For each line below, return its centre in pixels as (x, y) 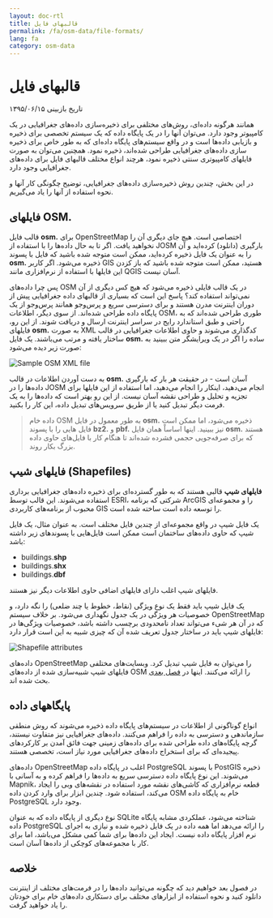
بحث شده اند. (30, 680)
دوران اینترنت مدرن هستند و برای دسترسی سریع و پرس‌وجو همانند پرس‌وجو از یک (132, 304)
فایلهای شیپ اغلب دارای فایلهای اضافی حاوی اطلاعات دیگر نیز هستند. (114, 590)
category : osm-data (42, 46)
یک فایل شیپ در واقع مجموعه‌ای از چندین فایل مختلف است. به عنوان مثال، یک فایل (134, 524)
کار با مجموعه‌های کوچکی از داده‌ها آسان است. (79, 843)
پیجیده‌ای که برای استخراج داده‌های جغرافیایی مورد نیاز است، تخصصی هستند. (124, 751)
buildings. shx (44, 565)
